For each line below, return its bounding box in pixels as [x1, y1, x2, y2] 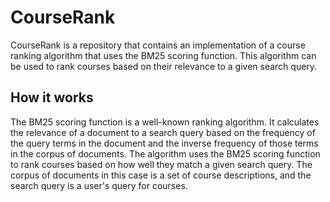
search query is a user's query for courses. [10, 179, 188, 191]
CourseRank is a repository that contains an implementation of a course [10, 39, 306, 51]
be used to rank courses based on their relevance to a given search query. [10, 60, 318, 72]
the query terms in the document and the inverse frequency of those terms [10, 137, 319, 149]
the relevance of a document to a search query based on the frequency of [10, 126, 316, 138]
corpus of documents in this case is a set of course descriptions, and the [10, 169, 312, 181]
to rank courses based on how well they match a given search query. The [10, 158, 313, 170]
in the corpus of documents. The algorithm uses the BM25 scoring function [10, 147, 321, 160]
